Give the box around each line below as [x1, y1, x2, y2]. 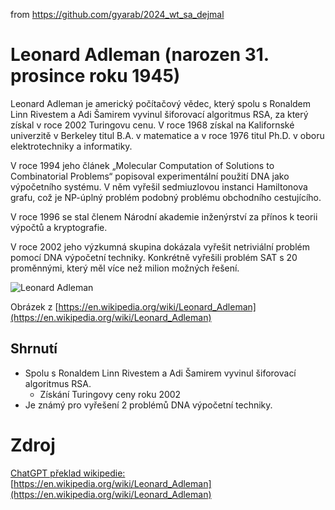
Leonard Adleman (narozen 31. [10, 44, 270, 66]
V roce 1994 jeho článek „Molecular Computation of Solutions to [10, 159, 275, 171]
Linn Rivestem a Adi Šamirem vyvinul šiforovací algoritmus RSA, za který [10, 108, 309, 120]
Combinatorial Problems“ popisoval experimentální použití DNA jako [10, 170, 290, 182]
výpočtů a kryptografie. [10, 221, 108, 233]
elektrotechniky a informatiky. [10, 140, 133, 152]
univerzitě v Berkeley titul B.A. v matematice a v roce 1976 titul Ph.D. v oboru [10, 129, 325, 141]
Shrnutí [10, 340, 58, 358]
